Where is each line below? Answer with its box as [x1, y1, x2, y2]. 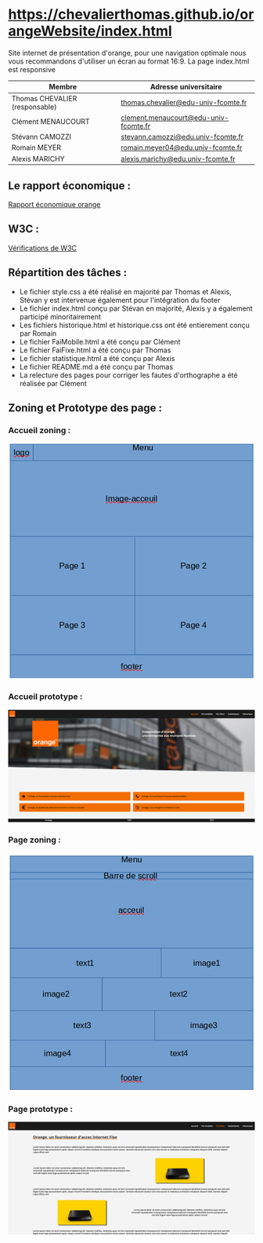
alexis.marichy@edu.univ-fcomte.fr [121, 154, 236, 163]
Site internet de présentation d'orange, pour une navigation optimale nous [8, 48, 247, 57]
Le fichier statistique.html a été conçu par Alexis [19, 353, 175, 363]
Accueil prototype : [8, 691, 83, 702]
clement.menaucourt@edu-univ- [121, 112, 229, 122]
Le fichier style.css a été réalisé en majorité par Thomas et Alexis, [19, 286, 232, 296]
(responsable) [11, 102, 57, 111]
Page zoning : [8, 834, 61, 845]
